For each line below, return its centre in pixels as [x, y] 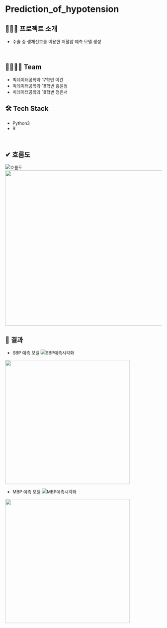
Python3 [21, 123]
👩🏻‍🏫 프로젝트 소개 [31, 29]
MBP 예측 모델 [26, 492]
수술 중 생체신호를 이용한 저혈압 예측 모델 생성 [57, 41]
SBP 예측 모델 [26, 353]
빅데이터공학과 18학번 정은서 [40, 92]
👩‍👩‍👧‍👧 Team [23, 67]
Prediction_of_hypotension [62, 9]
